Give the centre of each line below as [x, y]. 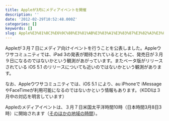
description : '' [22, 15]
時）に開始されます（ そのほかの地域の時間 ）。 [53, 113]
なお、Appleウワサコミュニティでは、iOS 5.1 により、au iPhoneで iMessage [83, 84]
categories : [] [21, 24]
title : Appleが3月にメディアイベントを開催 [46, 10]
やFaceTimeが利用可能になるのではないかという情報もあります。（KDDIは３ [83, 90]
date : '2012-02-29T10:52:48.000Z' [41, 19]
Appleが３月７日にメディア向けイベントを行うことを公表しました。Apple [81, 48]
